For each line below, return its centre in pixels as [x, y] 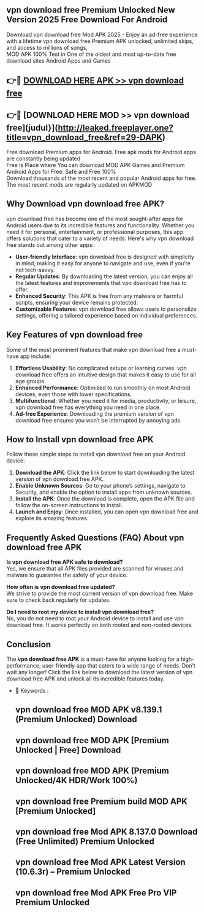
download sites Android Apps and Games [59, 60]
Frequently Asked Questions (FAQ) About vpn [95, 538]
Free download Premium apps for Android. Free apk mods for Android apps [101, 152]
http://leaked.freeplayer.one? [115, 127]
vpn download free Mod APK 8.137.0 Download [106, 832]
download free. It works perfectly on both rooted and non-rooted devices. [100, 625]
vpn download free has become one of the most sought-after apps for [95, 219]
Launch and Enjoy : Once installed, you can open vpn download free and [107, 512]
